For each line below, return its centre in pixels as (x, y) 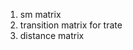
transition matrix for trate (71, 25)
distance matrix (52, 35)
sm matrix (40, 14)
